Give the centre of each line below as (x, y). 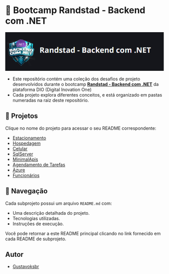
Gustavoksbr (26, 266)
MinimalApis (25, 159)
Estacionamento (29, 138)
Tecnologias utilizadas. (36, 218)
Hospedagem (27, 143)
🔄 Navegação (26, 191)
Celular (20, 148)
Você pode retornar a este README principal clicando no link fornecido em (83, 233)
